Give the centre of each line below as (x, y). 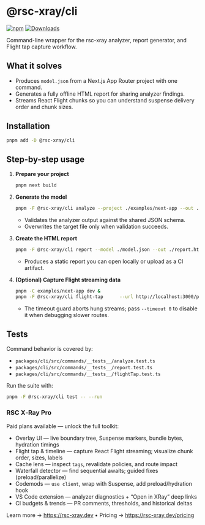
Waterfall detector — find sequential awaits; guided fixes (87, 470)
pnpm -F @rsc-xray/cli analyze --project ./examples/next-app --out (104, 209)
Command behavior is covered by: (50, 349)
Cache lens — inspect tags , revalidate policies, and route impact (96, 464)
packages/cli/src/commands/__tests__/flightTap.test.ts (88, 374)
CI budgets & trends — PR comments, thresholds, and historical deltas (104, 503)
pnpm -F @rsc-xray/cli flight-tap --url (74, 297)
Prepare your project (42, 174)
